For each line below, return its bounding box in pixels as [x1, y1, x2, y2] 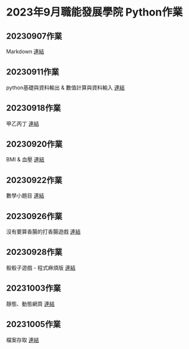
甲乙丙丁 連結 [6, 120, 39, 127]
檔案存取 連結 [6, 336, 39, 343]
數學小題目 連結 [6, 192, 45, 200]
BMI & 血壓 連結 [6, 156, 45, 163]
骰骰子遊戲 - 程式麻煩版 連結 [6, 264, 76, 271]
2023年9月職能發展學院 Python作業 [6, 5, 183, 19]
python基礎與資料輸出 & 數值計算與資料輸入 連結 [6, 84, 125, 91]
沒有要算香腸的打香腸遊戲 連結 [6, 228, 81, 235]
